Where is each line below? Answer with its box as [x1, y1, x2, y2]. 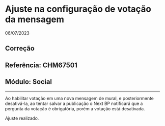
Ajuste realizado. [5, 115, 39, 121]
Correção [5, 44, 35, 52]
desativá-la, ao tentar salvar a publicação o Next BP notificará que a [5, 101, 143, 106]
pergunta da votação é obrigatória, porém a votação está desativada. [5, 105, 145, 111]
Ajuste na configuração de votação [5, 3, 151, 15]
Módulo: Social [5, 77, 52, 86]
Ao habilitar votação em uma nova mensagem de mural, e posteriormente [5, 95, 154, 101]
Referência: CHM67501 [5, 61, 78, 69]
